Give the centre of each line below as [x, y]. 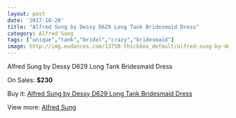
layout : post [26, 14]
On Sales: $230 [30, 80]
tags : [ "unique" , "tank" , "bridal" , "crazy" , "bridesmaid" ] [91, 40]
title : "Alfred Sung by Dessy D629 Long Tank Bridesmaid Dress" [103, 27]
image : [17, 46]
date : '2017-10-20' [36, 20]
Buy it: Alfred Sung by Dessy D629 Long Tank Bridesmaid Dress [100, 93]
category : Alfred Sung [40, 33]
